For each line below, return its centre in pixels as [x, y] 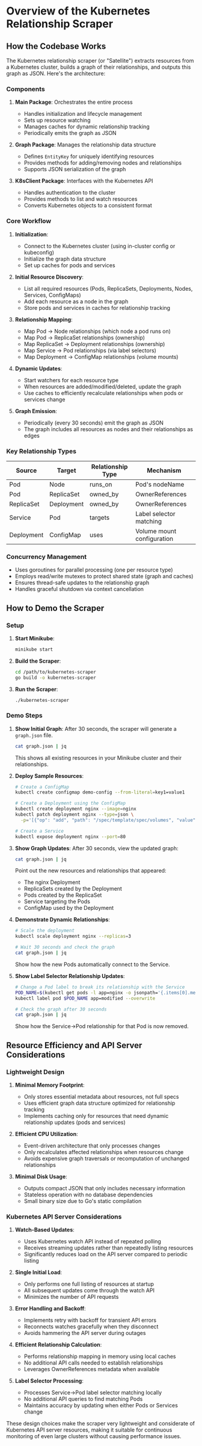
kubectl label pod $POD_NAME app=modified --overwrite [85, 998]
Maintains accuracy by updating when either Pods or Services [101, 1406]
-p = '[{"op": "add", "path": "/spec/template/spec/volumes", [97, 820]
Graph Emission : [36, 411]
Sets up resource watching [57, 120]
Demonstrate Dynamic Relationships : [62, 920]
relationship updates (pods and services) [75, 1122]
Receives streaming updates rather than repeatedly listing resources [109, 1248]
